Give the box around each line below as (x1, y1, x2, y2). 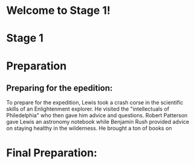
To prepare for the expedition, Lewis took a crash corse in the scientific (6, 99, 184, 106)
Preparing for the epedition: (6, 83, 113, 93)
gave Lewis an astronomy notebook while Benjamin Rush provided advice (6, 118, 190, 126)
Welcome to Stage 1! (6, 4, 110, 18)
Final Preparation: (6, 146, 98, 160)
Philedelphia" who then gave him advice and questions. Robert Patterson (6, 112, 188, 119)
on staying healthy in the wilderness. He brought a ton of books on (6, 125, 172, 132)
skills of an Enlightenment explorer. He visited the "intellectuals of (6, 105, 170, 112)
